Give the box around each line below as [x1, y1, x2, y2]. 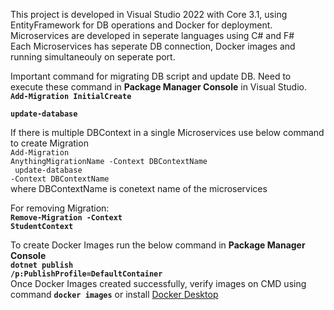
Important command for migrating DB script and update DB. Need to [10, 70, 292, 82]
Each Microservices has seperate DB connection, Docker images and [10, 40, 296, 52]
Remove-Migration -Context [10, 213, 123, 223]
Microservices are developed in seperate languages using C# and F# [10, 30, 295, 41]
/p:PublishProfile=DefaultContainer [10, 269, 163, 279]
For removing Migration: [10, 202, 110, 214]
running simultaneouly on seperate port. [10, 51, 176, 63]
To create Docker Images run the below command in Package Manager [10, 239, 306, 251]
